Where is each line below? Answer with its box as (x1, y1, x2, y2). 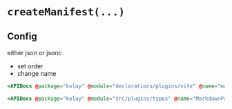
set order (17, 62, 43, 70)
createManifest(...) (7, 6, 126, 19)
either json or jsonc (7, 49, 62, 57)
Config (7, 30, 37, 42)
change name (17, 70, 57, 77)
